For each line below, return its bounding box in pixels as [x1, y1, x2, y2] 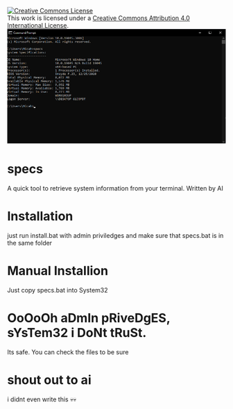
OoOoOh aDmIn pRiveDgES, [7, 310, 171, 326]
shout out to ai [7, 372, 92, 388]
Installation [7, 209, 74, 224]
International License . [7, 21, 69, 29]
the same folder [7, 238, 53, 247]
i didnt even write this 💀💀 [7, 395, 77, 403]
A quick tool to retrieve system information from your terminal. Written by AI [7, 184, 223, 192]
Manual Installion [7, 263, 109, 279]
